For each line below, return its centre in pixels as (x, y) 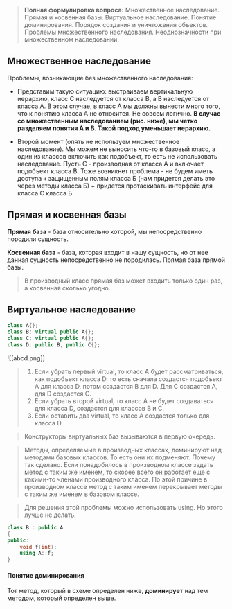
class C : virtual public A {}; (51, 339)
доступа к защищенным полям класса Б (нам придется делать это (116, 178)
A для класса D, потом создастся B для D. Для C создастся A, (126, 386)
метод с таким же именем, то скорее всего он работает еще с (117, 472)
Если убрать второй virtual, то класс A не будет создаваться (124, 400)
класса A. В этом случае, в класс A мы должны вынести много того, (118, 106)
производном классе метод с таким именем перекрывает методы (123, 486)
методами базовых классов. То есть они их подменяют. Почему (120, 457)
